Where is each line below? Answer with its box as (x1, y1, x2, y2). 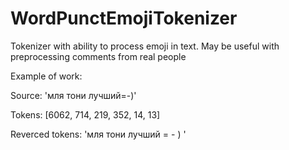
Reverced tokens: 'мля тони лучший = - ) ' (10, 128, 187, 140)
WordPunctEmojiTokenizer (10, 7, 238, 30)
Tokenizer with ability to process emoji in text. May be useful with (10, 40, 280, 52)
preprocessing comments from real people (10, 50, 187, 62)
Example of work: (10, 70, 83, 82)
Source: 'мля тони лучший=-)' (10, 89, 137, 101)
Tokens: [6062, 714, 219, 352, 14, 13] (10, 108, 161, 121)
